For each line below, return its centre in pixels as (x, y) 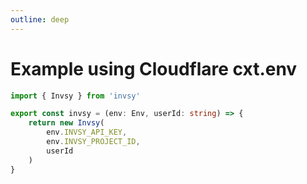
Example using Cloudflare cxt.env (154, 68)
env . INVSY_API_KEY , (87, 132)
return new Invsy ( (66, 123)
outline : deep (40, 19)
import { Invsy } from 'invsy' (75, 96)
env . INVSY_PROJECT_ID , (93, 142)
